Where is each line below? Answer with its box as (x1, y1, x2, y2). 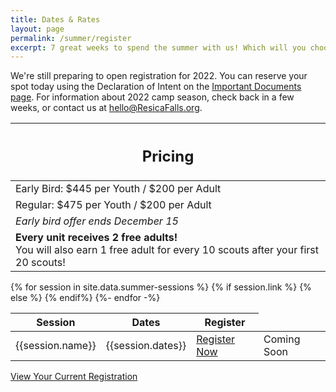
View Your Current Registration (10, 370, 138, 382)
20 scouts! (15, 255, 66, 269)
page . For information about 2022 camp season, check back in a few (10, 91, 295, 103)
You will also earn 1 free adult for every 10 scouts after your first (15, 242, 319, 256)
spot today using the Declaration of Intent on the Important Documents (10, 81, 302, 93)
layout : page (10, 24, 65, 34)
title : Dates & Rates (10, 14, 101, 25)
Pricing (141, 146, 195, 166)
